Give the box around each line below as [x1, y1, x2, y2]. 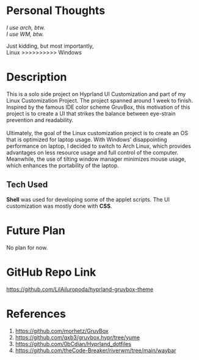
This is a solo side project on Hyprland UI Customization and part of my [6, 90, 186, 98]
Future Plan [6, 224, 66, 237]
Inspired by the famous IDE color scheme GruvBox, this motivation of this [6, 103, 190, 111]
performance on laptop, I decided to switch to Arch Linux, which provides [6, 142, 191, 150]
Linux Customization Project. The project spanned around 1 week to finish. [6, 97, 194, 104]
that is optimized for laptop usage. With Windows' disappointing [6, 136, 167, 143]
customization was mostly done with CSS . [6, 202, 112, 210]
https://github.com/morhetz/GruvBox [15, 327, 109, 334]
